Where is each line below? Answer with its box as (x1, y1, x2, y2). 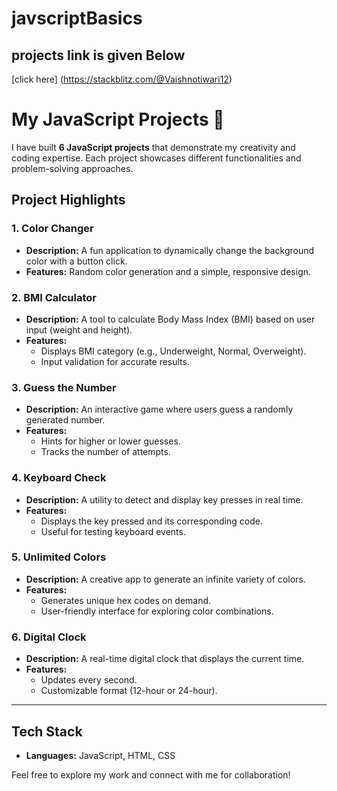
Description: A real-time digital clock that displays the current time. (25, 653, 305, 665)
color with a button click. (25, 255, 128, 267)
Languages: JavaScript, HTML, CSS (25, 749, 176, 761)
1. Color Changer (11, 222, 94, 236)
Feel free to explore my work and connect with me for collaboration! (11, 768, 291, 781)
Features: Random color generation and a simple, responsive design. (25, 265, 312, 277)
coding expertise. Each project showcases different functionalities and (11, 152, 302, 164)
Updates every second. (40, 674, 138, 686)
